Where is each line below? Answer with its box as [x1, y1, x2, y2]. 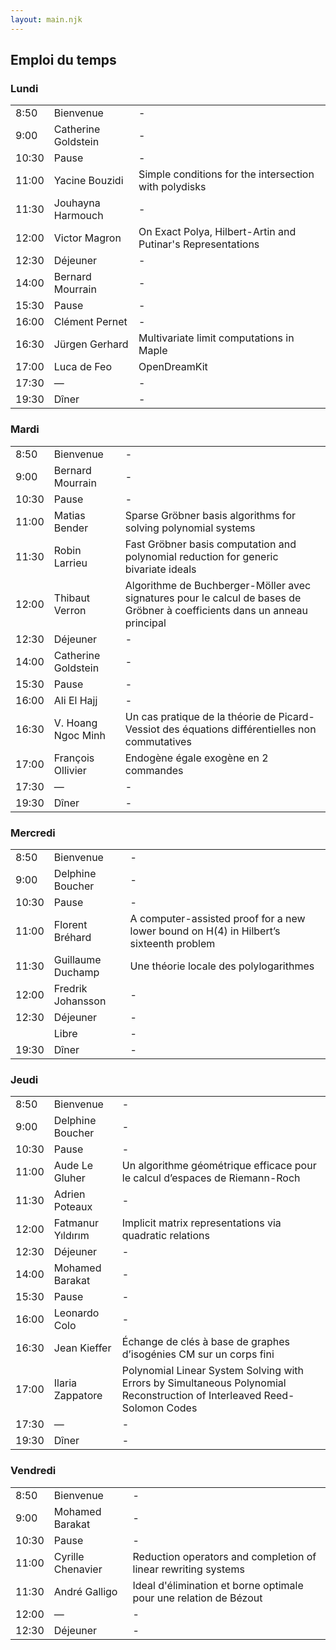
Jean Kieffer [53, 1341, 112, 1355]
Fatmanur [53, 1216, 100, 1230]
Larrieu [53, 556, 88, 570]
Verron [53, 603, 87, 617]
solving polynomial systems [124, 521, 256, 535]
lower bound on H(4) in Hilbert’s [129, 924, 281, 938]
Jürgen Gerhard [53, 337, 129, 351]
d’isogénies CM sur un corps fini [121, 1347, 275, 1361]
